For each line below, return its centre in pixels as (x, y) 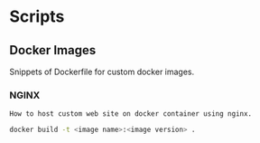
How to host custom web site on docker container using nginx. (131, 114)
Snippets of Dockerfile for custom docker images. (102, 71)
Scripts (37, 17)
